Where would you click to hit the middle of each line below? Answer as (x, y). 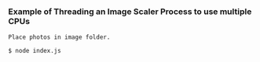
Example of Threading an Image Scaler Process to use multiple (130, 12)
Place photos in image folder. (59, 37)
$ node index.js (35, 51)
